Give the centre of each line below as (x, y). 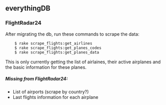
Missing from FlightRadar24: (37, 79)
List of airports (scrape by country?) (51, 92)
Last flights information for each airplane (55, 97)
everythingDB (28, 8)
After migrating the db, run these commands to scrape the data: (72, 34)
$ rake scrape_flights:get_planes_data (57, 52)
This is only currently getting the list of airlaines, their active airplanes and (83, 62)
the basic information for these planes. (46, 67)
